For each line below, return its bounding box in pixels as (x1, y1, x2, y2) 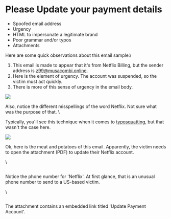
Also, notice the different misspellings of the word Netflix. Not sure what (5, 103, 157, 109)
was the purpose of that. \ (5, 108, 60, 115)
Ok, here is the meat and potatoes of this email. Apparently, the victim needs (5, 143, 166, 149)
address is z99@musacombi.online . (12, 68, 88, 74)
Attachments (12, 42, 40, 48)
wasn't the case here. (5, 124, 51, 130)
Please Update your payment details (5, 4, 162, 15)
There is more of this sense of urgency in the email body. (12, 83, 133, 90)
